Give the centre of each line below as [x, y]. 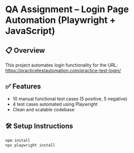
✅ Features [23, 87]
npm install [18, 140]
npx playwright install [30, 145]
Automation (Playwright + [61, 20]
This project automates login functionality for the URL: [61, 65]
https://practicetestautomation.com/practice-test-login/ [63, 70]
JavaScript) [30, 31]
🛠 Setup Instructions [39, 126]
